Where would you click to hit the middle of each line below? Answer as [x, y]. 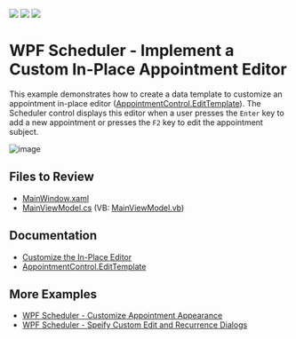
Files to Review [52, 177]
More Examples [53, 294]
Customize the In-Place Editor [77, 256]
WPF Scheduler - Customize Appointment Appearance [122, 316]
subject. [24, 131]
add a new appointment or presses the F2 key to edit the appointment [136, 122]
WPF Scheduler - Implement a [122, 51]
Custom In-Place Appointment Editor [148, 70]
